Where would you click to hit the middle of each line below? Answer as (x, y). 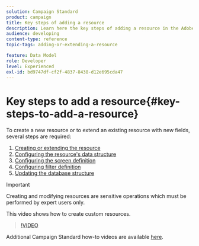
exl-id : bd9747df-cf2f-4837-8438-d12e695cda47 (65, 72)
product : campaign (29, 17)
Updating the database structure (54, 173)
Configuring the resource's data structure (65, 154)
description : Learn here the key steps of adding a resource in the (92, 28)
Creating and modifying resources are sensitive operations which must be (96, 196)
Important (18, 185)
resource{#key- (140, 101)
